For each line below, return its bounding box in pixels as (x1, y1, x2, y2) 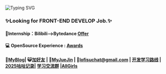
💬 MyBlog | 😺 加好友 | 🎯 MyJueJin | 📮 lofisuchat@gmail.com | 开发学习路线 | (5, 56, 161, 62)
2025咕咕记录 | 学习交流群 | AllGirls (5, 63, 78, 69)
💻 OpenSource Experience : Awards (5, 43, 83, 49)
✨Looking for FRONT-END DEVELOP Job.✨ (5, 17, 112, 24)
